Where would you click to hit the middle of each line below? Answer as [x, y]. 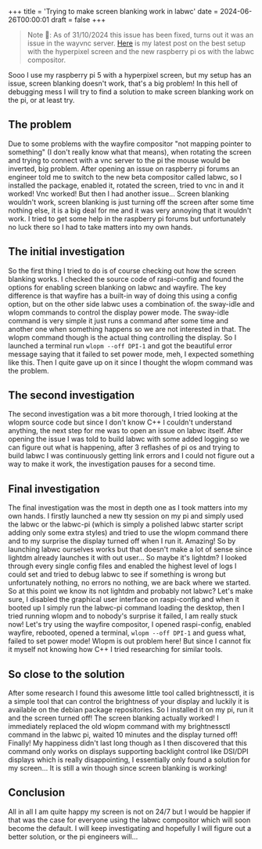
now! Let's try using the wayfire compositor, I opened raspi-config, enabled [130, 625]
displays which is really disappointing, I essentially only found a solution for [129, 760]
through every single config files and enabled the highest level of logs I [122, 566]
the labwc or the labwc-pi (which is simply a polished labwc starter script [126, 524]
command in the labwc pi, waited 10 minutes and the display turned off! [123, 735]
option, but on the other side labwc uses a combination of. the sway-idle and [131, 304]
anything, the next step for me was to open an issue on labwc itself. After [126, 431]
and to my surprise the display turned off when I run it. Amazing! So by [122, 541]
